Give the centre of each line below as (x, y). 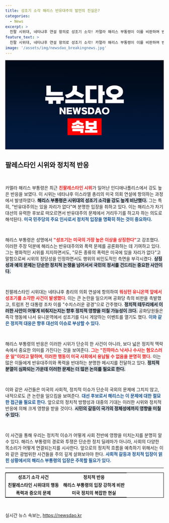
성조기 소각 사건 (33, 477)
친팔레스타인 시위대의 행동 (33, 485)
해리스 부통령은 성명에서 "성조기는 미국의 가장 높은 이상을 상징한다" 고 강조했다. (82, 240)
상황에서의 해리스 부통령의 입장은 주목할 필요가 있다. (61, 460)
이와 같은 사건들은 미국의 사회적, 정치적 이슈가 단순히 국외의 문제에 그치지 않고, (82, 390)
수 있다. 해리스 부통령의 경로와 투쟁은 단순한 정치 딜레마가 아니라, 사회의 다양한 (82, 442)
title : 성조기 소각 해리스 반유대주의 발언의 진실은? (53, 11)
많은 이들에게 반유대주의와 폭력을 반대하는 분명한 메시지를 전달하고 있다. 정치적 (82, 363)
